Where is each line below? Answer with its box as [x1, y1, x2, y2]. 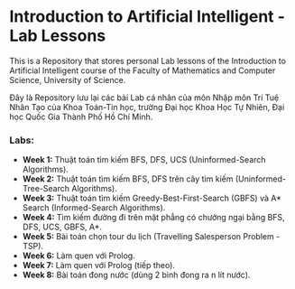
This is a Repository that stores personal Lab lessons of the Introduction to [9, 55, 287, 66]
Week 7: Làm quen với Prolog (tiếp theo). [22, 260, 176, 271]
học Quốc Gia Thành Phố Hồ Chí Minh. [9, 111, 153, 122]
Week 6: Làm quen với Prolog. [22, 250, 135, 261]
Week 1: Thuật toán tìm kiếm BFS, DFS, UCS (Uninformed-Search [22, 154, 266, 165]
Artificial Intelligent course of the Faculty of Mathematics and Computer [9, 65, 276, 76]
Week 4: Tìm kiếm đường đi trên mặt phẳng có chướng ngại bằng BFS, [22, 212, 286, 223]
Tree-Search [22, 183, 70, 194]
